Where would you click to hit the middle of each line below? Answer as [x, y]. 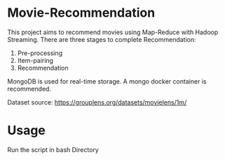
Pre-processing [40, 53]
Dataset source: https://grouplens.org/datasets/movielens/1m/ [97, 102]
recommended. [29, 89]
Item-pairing [35, 60]
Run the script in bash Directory [53, 149]
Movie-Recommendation [81, 13]
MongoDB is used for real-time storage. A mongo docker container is [107, 81]
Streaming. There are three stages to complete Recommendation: [102, 39]
